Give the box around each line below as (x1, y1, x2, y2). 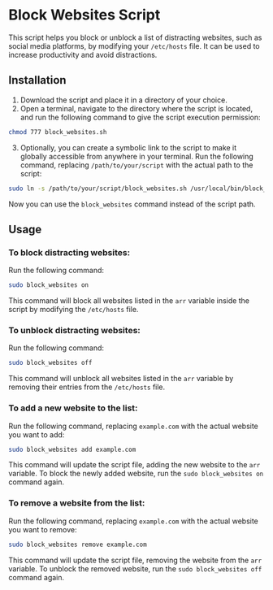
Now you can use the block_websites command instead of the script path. (8, 199, 256, 209)
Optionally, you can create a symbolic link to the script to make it (19, 142, 237, 152)
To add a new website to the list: (8, 402, 138, 414)
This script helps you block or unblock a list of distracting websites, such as (8, 33, 262, 42)
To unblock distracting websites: (8, 324, 141, 336)
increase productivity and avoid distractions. (8, 50, 158, 59)
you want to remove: (8, 524, 77, 534)
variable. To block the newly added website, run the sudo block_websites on (8, 469, 264, 479)
